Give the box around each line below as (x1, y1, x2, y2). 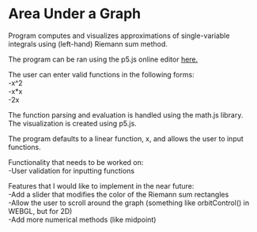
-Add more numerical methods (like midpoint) (8, 215, 157, 224)
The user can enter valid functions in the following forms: (8, 69, 195, 79)
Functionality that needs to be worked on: (8, 157, 144, 167)
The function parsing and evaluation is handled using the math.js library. (8, 110, 244, 119)
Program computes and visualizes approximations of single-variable (8, 31, 230, 40)
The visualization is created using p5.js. (8, 118, 137, 128)
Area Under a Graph (8, 5, 142, 23)
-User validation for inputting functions (8, 166, 135, 175)
